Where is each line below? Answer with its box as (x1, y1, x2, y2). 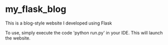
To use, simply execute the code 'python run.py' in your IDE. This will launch (5, 29, 163, 35)
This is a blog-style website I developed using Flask (5, 20, 112, 26)
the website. (5, 35, 31, 41)
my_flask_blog (5, 3, 67, 15)
